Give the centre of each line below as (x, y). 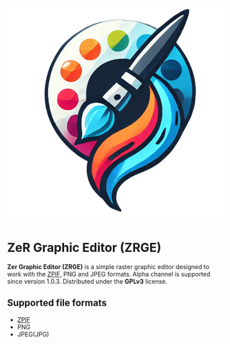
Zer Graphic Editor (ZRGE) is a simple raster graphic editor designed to (108, 266)
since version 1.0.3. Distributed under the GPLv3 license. (87, 281)
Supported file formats (57, 303)
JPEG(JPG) (33, 334)
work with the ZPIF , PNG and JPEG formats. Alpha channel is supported (109, 274)
